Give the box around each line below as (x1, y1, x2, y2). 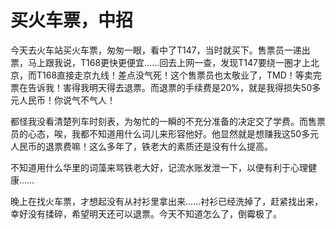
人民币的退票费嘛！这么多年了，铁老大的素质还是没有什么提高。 (10, 140, 273, 152)
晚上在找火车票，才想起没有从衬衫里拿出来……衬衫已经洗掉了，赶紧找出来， (10, 195, 324, 207)
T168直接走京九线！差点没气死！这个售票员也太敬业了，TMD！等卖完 (36, 69, 322, 81)
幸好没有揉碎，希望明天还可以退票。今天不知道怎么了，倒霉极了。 (10, 207, 282, 220)
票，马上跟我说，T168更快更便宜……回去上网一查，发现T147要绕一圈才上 (10, 56, 311, 68)
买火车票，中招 (10, 9, 134, 32)
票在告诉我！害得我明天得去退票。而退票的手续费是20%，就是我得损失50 (10, 81, 313, 93)
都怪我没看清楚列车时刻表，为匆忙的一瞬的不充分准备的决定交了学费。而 (10, 115, 308, 127)
